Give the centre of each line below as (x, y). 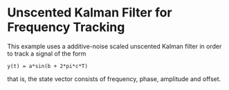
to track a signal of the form (47, 54)
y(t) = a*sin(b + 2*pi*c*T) (48, 66)
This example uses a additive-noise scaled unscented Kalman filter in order (114, 46)
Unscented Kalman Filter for (90, 13)
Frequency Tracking (66, 27)
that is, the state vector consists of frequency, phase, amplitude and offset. (114, 79)
